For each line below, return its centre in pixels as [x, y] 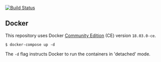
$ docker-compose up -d [30, 44]
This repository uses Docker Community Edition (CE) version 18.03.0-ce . [81, 35]
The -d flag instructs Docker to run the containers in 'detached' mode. [78, 54]
